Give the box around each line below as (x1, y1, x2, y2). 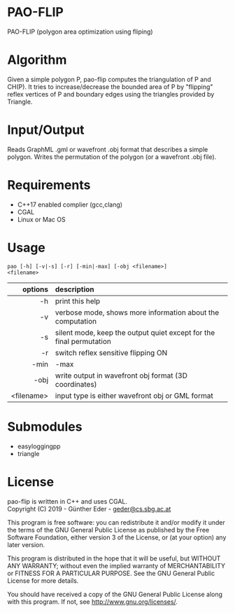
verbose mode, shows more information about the (55, 308, 220, 317)
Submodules (7, 418, 83, 434)
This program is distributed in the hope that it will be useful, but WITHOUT (7, 554, 221, 563)
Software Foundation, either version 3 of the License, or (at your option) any (7, 533, 227, 542)
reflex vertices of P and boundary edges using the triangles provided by (7, 90, 215, 98)
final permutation (55, 336, 112, 346)
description (55, 284, 94, 294)
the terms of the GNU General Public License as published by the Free (7, 525, 210, 534)
